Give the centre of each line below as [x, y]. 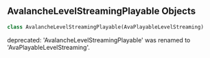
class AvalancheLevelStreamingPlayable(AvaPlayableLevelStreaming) [106, 27]
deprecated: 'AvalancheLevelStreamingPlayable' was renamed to [99, 40]
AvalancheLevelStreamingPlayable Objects [102, 11]
